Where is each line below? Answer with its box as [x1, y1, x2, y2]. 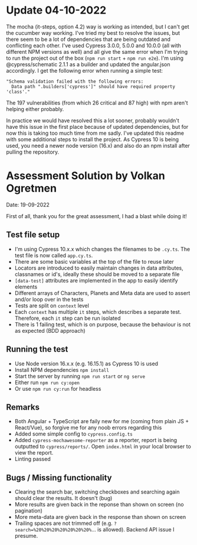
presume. [14, 533, 38, 540]
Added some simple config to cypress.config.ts [14, 430, 133, 437]
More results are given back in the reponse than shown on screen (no [14, 501, 184, 508]
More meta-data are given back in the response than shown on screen [14, 514, 186, 521]
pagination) [14, 507, 43, 514]
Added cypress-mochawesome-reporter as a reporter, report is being [14, 437, 178, 444]
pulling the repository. [6, 148, 60, 155]
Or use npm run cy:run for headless [14, 385, 101, 392]
